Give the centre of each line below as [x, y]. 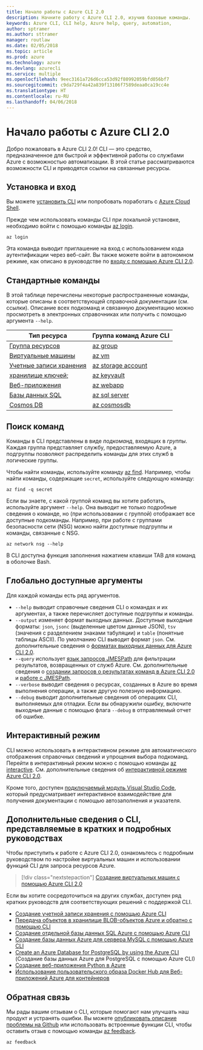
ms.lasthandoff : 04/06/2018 [42, 102]
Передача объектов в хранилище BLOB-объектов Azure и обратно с [104, 920]
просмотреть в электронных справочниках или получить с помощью [96, 314]
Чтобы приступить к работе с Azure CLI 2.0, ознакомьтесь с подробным [100, 853]
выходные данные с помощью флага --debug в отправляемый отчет [103, 710]
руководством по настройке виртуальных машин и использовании [93, 859]
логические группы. [32, 460]
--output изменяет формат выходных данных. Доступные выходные [104, 620]
